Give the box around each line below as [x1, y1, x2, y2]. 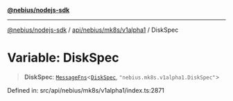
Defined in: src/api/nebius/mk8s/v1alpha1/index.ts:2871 [7, 86, 165, 94]
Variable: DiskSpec [7, 50, 119, 66]
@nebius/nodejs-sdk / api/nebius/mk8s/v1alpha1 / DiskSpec [7, 26, 179, 34]
